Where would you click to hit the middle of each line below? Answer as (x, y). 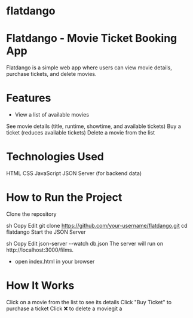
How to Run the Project (64, 198)
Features (29, 98)
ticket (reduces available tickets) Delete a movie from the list (81, 133)
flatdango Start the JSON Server (46, 232)
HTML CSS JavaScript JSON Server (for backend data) (74, 173)
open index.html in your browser (55, 261)
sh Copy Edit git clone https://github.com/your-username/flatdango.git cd (97, 225)
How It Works (40, 286)
